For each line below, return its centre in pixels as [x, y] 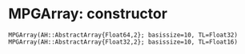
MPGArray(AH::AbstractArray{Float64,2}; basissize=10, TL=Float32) [123, 35]
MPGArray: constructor [88, 14]
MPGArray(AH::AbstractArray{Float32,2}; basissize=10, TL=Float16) [123, 42]
